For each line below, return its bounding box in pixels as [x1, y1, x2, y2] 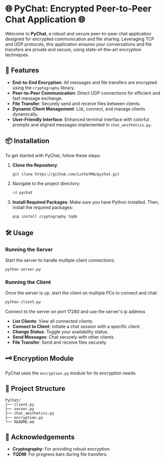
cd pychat [12, 190, 33, 195]
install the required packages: [12, 204, 74, 210]
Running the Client [5, 278, 51, 285]
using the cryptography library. [12, 85, 75, 91]
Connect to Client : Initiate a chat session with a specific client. [12, 323, 141, 329]
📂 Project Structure [5, 384, 66, 393]
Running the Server [5, 246, 53, 253]
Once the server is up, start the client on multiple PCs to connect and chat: [5, 290, 158, 296]
